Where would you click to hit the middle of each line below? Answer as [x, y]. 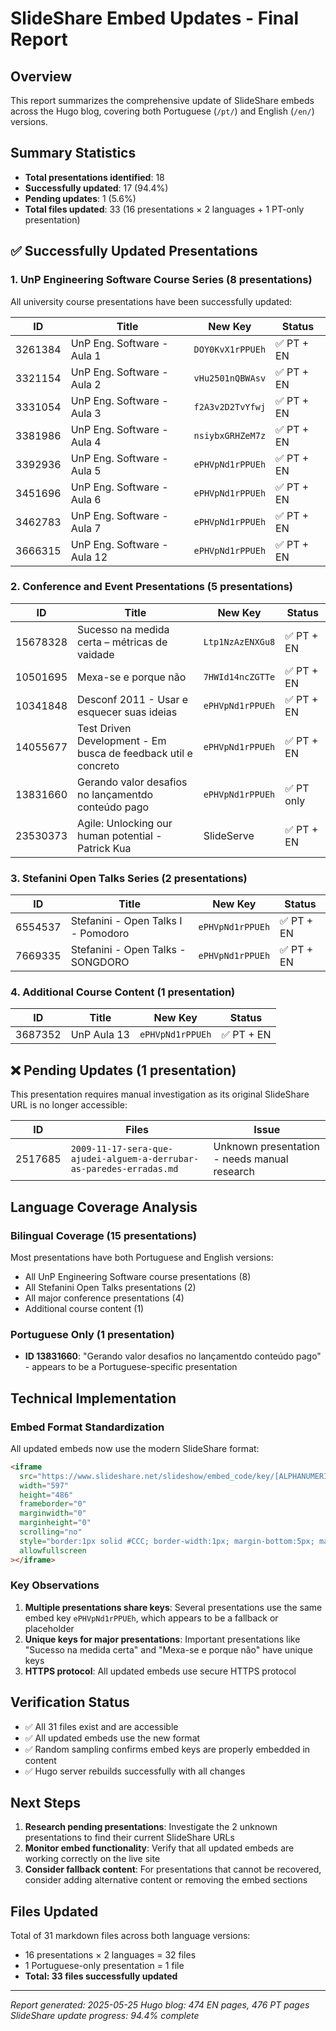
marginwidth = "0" [53, 1513]
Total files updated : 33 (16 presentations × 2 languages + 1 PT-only [164, 209]
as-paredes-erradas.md [124, 1169]
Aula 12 [89, 557]
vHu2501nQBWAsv [230, 378]
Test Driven [104, 728]
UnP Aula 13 [100, 1035]
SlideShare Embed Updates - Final [155, 18]
